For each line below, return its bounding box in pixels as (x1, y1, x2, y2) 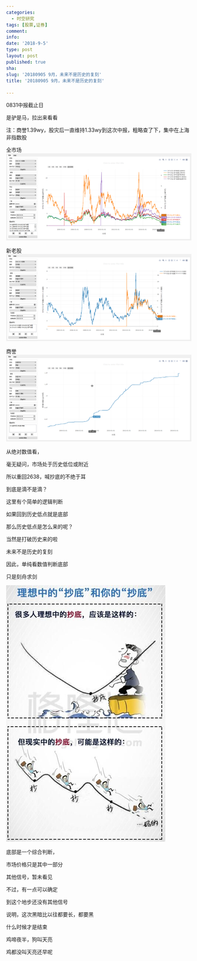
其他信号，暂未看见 (6, 873, 53, 880)
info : (6, 34, 19, 41)
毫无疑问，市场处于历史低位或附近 (6, 461, 89, 468)
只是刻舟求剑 (6, 573, 37, 580)
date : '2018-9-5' (6, 41, 49, 46)
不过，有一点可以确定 (6, 886, 58, 893)
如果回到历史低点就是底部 (6, 510, 68, 518)
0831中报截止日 (6, 102, 44, 109)
